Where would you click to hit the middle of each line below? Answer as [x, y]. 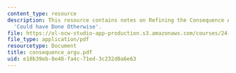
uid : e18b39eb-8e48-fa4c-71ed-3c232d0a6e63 [72, 59]
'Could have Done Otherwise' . [58, 26]
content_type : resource [42, 14]
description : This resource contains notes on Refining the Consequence [116, 20]
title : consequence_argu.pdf [50, 53]
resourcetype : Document [42, 46]
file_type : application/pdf [48, 40]
